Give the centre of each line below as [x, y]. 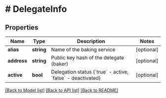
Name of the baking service [83, 49]
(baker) [60, 64]
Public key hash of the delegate [88, 58]
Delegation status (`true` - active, [90, 72]
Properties [22, 27]
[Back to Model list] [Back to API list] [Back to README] [62, 90]
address [18, 61]
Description [91, 41]
